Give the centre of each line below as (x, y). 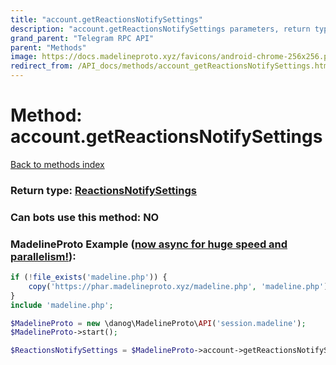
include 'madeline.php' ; (62, 305)
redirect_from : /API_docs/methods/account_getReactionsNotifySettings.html (171, 66)
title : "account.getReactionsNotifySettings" (106, 19)
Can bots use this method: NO (85, 217)
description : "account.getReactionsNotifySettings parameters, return (160, 29)
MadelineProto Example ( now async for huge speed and (149, 244)
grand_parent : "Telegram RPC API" (82, 38)
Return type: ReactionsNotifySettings (103, 190)
